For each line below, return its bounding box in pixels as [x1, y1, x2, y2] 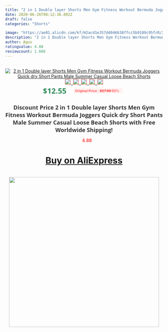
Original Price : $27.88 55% [74, 88, 119, 93]
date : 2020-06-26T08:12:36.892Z [5, 12, 72, 17]
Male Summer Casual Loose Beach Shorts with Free [12, 118, 156, 126]
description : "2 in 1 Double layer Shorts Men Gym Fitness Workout [5, 35, 149, 40]
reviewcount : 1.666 [5, 48, 46, 54]
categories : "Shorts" [5, 21, 50, 26]
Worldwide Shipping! [55, 125, 113, 134]
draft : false [5, 16, 32, 21]
